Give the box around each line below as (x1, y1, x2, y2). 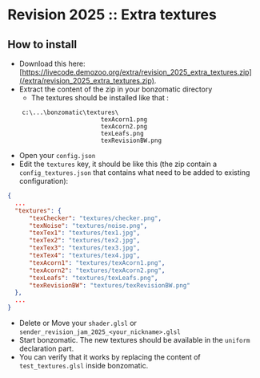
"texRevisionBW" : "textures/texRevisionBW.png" (28, 281, 191, 290)
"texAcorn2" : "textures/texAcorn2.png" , (28, 266, 166, 274)
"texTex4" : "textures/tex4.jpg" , (28, 251, 141, 259)
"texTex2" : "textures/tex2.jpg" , (28, 237, 141, 245)
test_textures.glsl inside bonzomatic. (18, 361, 149, 370)
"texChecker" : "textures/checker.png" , (28, 214, 162, 222)
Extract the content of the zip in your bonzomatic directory (18, 84, 213, 94)
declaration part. (18, 343, 74, 353)
